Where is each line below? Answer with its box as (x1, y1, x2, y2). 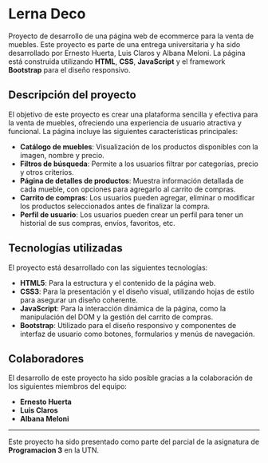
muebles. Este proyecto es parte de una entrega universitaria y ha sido (8, 39, 241, 49)
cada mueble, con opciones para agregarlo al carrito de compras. (19, 184, 236, 194)
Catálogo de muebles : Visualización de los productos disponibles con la (19, 141, 258, 152)
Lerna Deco (8, 5, 86, 23)
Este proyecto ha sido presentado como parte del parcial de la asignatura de (8, 437, 260, 447)
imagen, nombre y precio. (19, 150, 105, 160)
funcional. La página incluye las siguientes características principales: (8, 126, 238, 136)
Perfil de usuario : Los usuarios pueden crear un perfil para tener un (19, 209, 244, 220)
